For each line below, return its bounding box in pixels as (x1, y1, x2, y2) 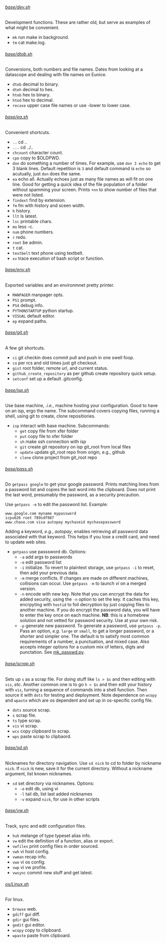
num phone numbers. (12, 229, 55, 235)
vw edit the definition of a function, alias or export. (12, 838, 114, 844)
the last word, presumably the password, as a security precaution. (5, 492, 140, 498)
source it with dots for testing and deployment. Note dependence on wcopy (5, 692, 157, 698)
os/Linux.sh (5, 881, 29, 887)
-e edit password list (19, 559, 62, 565)
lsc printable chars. (12, 218, 53, 224)
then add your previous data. (19, 570, 79, 576)
